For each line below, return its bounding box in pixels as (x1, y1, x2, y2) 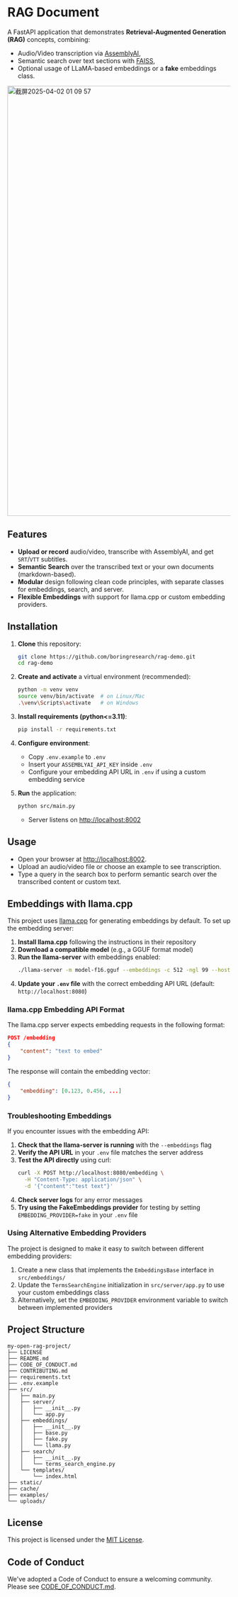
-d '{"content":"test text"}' (24, 1182, 113, 1189)
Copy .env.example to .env (28, 752, 106, 761)
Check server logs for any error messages (17, 1195, 143, 1204)
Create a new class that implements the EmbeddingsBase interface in (17, 1265, 215, 1274)
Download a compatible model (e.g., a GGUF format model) (17, 946, 193, 954)
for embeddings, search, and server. (17, 585, 124, 593)
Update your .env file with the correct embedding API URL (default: (17, 980, 215, 988)
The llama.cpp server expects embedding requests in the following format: (7, 1021, 225, 1029)
